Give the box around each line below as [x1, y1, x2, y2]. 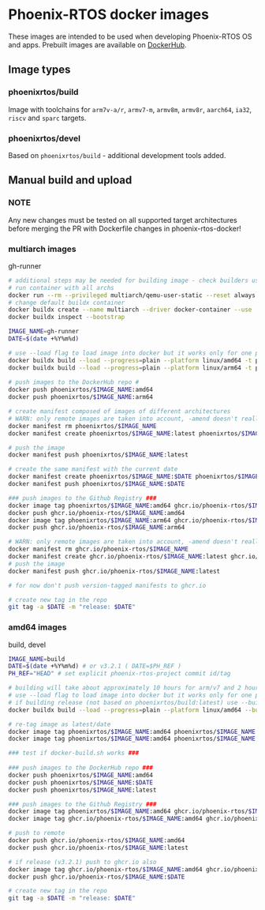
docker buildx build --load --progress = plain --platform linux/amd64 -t [8, 356, 252, 364]
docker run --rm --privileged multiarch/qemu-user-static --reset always [8, 291, 256, 299]
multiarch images [8, 243, 77, 254]
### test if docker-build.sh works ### [8, 749, 140, 758]
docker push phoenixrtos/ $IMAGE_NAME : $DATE [8, 778, 154, 787]
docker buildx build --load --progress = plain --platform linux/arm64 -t [8, 363, 252, 372]
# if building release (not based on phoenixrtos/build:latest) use [8, 698, 238, 706]
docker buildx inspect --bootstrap [8, 314, 125, 322]
